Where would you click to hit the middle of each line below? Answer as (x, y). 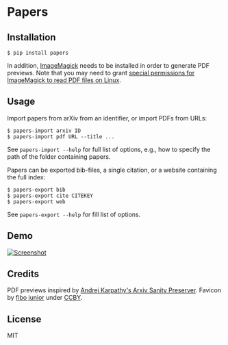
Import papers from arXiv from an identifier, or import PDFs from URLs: (107, 118)
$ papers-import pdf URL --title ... (61, 137)
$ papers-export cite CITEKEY (50, 196)
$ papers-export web (37, 202)
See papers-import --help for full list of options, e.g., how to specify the (109, 149)
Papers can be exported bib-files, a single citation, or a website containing (112, 170)
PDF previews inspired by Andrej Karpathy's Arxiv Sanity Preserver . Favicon (114, 290)
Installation (31, 37)
